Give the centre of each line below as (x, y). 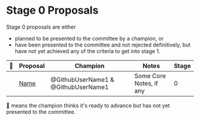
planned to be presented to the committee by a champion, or (89, 38)
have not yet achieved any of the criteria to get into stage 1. (87, 51)
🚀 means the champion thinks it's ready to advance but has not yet (88, 106)
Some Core (150, 76)
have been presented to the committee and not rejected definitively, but (103, 45)
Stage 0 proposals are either (41, 27)
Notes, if (146, 83)
